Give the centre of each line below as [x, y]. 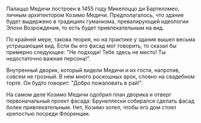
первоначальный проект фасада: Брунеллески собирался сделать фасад [100, 101]
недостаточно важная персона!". [49, 58]
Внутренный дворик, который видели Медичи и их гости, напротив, [93, 70]
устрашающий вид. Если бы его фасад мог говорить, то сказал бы [91, 46]
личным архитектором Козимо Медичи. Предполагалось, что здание [95, 15]
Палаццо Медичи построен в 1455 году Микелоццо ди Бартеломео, [93, 9]
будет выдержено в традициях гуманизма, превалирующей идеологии [97, 21]
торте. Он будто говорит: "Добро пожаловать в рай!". [75, 83]
